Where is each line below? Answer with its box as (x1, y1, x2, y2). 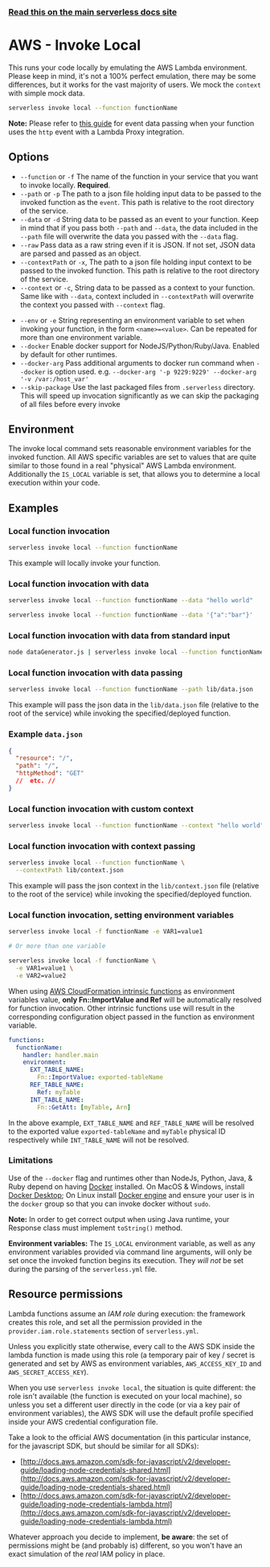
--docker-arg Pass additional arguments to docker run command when (19, 358, 255, 367)
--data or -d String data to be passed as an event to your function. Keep (19, 214, 260, 224)
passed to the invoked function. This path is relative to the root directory (19, 265, 260, 275)
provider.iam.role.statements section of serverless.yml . (8, 1326, 199, 1335)
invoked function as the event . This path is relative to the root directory (19, 197, 255, 207)
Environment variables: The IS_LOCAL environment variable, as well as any (8, 1238, 256, 1248)
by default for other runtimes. (19, 349, 118, 359)
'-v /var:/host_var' (19, 375, 89, 384)
